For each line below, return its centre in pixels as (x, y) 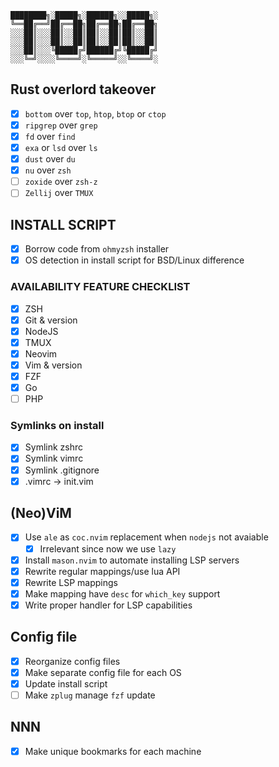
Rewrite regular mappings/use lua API (102, 571)
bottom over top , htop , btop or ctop (95, 113)
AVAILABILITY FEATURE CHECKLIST (100, 287)
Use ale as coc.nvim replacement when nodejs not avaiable (146, 537)
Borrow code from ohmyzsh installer (97, 249)
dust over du (50, 159)
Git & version (51, 320)
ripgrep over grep (61, 125)
